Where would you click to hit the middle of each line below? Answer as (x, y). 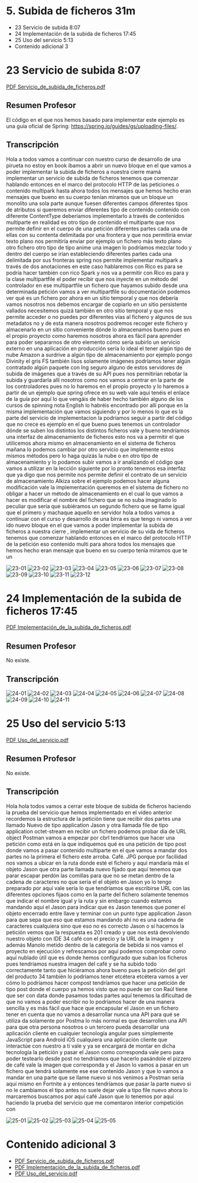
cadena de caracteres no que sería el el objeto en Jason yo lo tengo (89, 882)
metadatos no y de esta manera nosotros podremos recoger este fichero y (97, 323)
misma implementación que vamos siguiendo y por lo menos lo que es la (95, 412)
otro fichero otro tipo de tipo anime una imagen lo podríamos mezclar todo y (99, 247)
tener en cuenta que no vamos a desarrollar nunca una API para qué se (93, 1014)
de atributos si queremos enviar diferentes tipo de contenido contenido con (98, 210)
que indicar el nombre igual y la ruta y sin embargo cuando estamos (89, 900)
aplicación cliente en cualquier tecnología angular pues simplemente (90, 1033)
